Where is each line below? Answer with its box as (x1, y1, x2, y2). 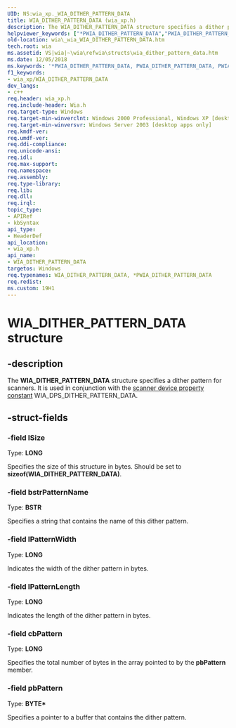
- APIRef (7, 213, 33, 220)
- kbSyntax (7, 219, 39, 226)
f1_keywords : (7, 69, 46, 76)
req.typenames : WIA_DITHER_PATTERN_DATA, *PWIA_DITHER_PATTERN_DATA (7, 271, 212, 278)
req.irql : (7, 200, 37, 207)
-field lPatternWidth (7, 535, 77, 545)
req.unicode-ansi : (7, 148, 61, 155)
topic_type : (7, 207, 42, 214)
